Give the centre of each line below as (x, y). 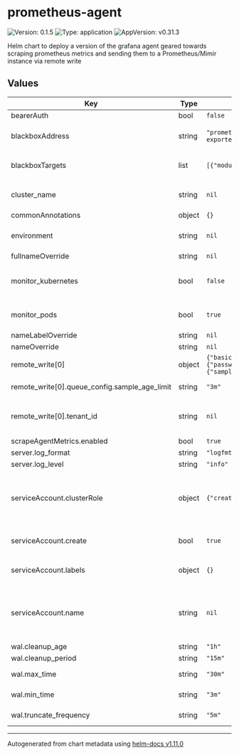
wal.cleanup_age (39, 646)
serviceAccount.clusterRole (57, 497)
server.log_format (41, 453)
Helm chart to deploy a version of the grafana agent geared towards (107, 46)
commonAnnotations (46, 215)
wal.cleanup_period (44, 658)
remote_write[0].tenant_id (54, 416)
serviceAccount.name (47, 613)
